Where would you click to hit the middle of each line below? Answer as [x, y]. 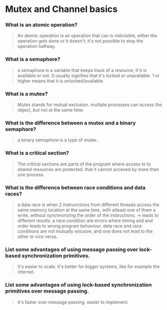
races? [14, 193]
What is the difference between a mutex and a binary [71, 123]
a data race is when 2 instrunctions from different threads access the [88, 204]
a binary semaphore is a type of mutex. [58, 140]
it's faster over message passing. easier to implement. [73, 302]
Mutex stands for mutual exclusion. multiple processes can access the [89, 105]
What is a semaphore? [33, 59]
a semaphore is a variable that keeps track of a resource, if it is [82, 70]
